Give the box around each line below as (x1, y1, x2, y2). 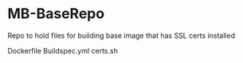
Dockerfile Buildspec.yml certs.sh (7, 46, 119, 55)
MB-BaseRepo (7, 5, 105, 23)
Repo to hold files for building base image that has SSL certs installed (7, 31, 236, 40)
